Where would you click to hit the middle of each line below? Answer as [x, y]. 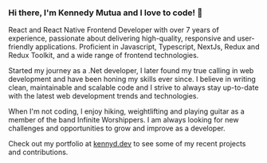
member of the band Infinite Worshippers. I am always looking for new [124, 120]
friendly [21, 47]
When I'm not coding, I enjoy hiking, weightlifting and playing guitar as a [126, 111]
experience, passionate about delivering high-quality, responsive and [122, 38]
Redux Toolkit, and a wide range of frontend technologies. [104, 56]
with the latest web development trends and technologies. [104, 96]
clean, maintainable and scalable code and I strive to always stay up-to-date [133, 87]
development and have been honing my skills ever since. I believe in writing [132, 80]
